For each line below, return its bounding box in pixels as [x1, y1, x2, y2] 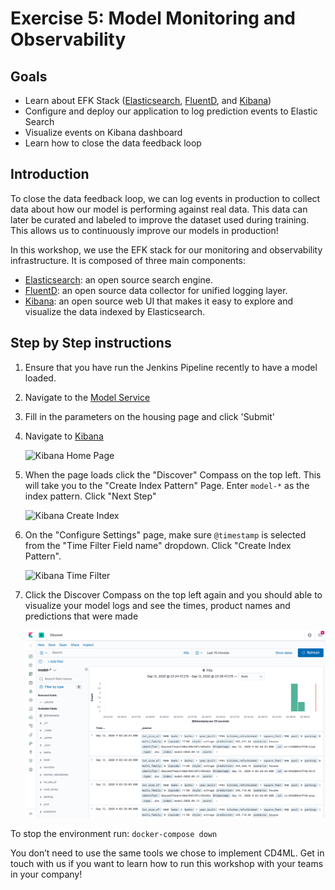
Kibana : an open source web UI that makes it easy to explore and [24, 295, 294, 307]
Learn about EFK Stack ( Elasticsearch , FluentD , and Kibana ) [24, 95, 272, 106]
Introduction [10, 166, 90, 183]
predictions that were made [24, 610, 139, 622]
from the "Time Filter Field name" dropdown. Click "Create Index [24, 539, 292, 551]
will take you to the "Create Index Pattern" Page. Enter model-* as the [24, 479, 310, 491]
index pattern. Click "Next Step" [24, 490, 157, 502]
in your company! [10, 868, 83, 881]
